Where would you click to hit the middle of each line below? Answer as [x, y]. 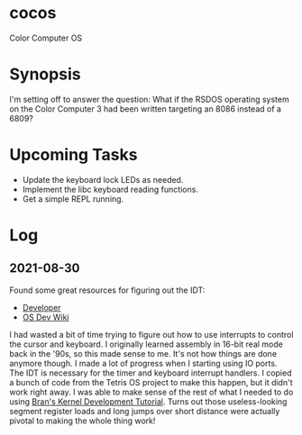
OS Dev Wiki [46, 317]
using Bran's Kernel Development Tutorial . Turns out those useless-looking [148, 401]
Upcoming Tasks [73, 155]
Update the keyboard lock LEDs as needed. [103, 179]
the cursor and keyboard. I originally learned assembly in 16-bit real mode [146, 344]
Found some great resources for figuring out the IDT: [107, 290]
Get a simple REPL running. [73, 199]
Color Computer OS [46, 38]
